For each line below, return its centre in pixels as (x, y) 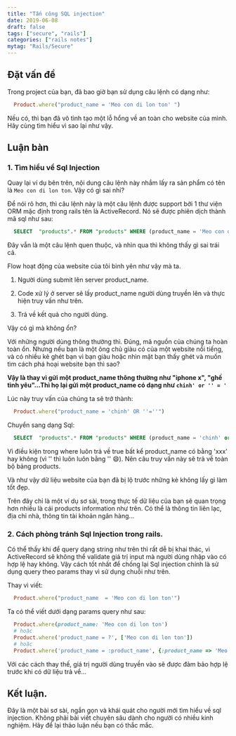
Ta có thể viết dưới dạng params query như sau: (77, 612)
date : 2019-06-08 (33, 20)
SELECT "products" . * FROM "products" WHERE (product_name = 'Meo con (119, 232)
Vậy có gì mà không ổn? (42, 328)
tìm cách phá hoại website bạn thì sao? (64, 364)
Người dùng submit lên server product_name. (83, 280)
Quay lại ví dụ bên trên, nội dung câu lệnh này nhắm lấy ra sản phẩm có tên (116, 183)
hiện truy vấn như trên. (50, 301)
